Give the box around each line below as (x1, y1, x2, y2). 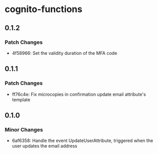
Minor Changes (5, 126, 43, 133)
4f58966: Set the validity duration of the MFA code (12, 50, 117, 56)
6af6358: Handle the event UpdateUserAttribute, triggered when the (12, 137, 153, 144)
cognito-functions (5, 4, 83, 15)
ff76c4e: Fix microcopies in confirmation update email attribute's (12, 91, 146, 97)
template (12, 97, 31, 103)
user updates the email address (12, 143, 78, 149)
